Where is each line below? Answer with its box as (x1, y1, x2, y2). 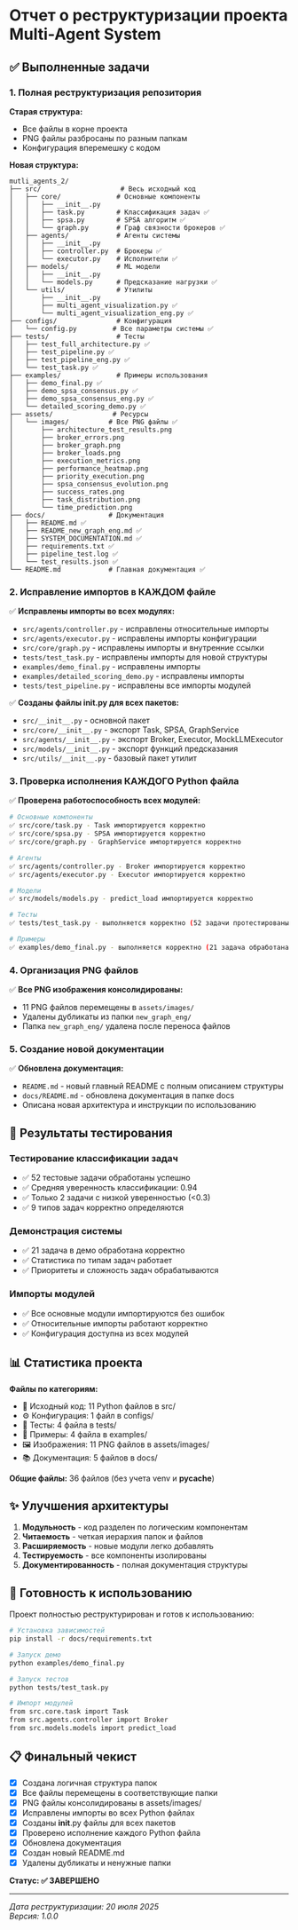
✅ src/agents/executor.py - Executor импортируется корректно (9, 870, 246, 879)
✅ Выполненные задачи (9, 59, 150, 75)
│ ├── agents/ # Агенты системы (9, 231, 180, 240)
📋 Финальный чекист (9, 1750, 137, 1765)
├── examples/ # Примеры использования (9, 370, 208, 380)
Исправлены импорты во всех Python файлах (21, 1807, 195, 1818)
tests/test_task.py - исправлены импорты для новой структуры (21, 652, 268, 662)
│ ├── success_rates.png (9, 487, 125, 496)
